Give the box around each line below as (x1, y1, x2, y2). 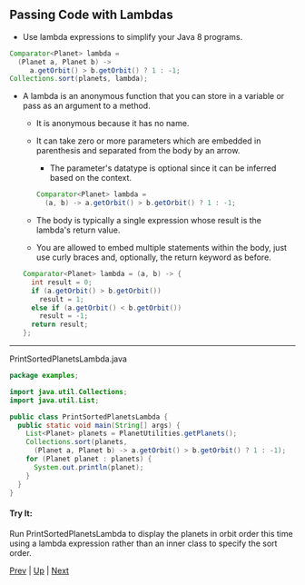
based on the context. (49, 173, 133, 183)
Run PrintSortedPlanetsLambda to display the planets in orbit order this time (9, 528, 293, 539)
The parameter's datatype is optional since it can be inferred (49, 163, 277, 174)
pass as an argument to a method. (22, 100, 152, 112)
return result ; (31, 320, 89, 330)
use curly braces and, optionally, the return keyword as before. (35, 252, 272, 263)
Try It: (9, 508, 34, 519)
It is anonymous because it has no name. (35, 118, 190, 129)
